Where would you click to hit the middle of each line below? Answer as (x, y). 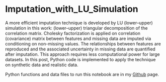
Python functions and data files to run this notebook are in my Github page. (82, 74)
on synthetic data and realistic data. (42, 65)
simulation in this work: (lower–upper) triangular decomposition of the (77, 28)
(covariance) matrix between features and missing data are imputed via (78, 39)
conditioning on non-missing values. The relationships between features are (83, 43)
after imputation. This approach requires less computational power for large (83, 54)
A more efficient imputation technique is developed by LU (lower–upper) (79, 23)
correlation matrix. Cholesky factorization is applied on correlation (73, 33)
